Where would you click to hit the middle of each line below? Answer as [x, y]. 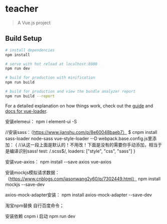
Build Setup [24, 39]
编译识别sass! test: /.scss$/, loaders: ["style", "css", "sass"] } [72, 151]
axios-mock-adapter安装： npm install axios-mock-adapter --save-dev [78, 195]
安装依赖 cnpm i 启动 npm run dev [40, 216]
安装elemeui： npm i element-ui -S [41, 121]
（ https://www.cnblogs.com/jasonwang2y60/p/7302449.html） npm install [83, 179]
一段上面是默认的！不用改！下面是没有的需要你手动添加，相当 [94, 144]
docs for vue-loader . [26, 111]
